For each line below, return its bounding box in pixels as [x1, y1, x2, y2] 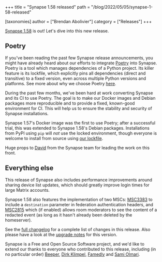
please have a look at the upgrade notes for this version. [5, 231, 118, 237]
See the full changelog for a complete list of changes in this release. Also [5, 226, 151, 232]
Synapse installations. [5, 110, 49, 116]
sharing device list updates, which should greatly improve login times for [5, 182, 150, 188]
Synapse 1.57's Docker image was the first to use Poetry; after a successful [5, 120, 156, 125]
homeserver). [5, 217, 32, 223]
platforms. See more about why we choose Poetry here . [5, 80, 117, 86]
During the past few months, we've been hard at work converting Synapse [5, 90, 153, 96]
